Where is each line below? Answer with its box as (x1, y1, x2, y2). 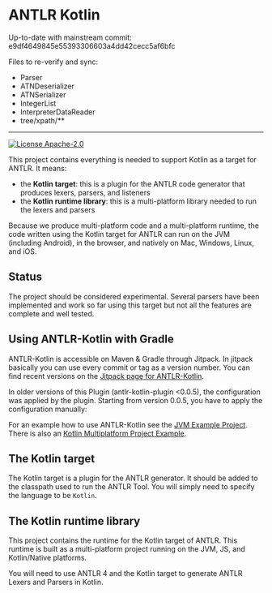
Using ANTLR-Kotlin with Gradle (8, 333, 174, 346)
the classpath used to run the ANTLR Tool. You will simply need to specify (8, 482, 255, 492)
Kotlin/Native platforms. (8, 553, 87, 563)
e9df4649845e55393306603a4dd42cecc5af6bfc (8, 41, 176, 50)
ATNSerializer (19, 89, 66, 99)
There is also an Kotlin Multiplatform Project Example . (8, 428, 187, 438)
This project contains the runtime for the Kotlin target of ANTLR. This (8, 535, 238, 545)
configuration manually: (8, 404, 87, 414)
